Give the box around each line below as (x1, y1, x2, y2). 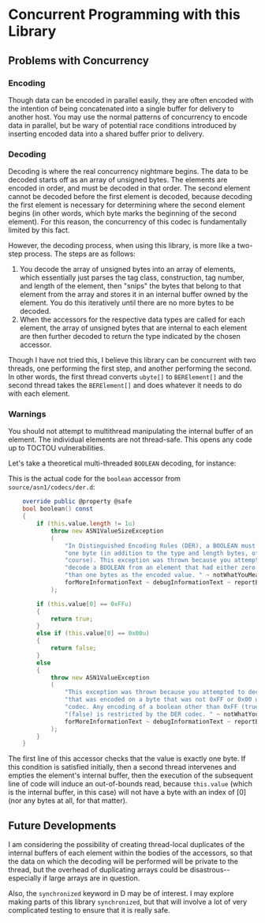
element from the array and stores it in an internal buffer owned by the (19, 290, 248, 300)
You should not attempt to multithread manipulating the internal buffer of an (8, 427, 254, 436)
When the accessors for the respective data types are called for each (19, 315, 246, 325)
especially (8, 873, 42, 883)
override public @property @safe (22, 498, 132, 506)
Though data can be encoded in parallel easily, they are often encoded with (8, 95, 254, 104)
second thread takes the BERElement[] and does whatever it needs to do (8, 381, 242, 390)
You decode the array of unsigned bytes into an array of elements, (19, 265, 236, 274)
